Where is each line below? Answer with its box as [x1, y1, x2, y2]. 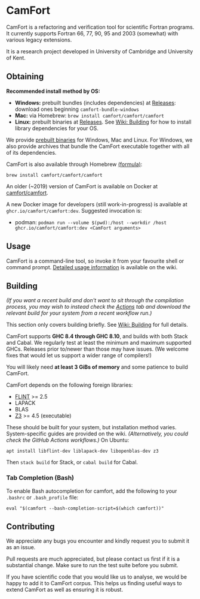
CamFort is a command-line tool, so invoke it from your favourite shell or [6, 257, 184, 264]
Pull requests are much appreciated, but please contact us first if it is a [6, 555, 180, 562]
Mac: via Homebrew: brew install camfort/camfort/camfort [14, 112, 164, 119]
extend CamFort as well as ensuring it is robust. [6, 586, 124, 594]
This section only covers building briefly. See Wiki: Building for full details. [6, 321, 188, 329]
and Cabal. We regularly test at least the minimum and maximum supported [6, 339, 192, 347]
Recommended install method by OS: [6, 88, 100, 95]
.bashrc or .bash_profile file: [6, 493, 79, 501]
